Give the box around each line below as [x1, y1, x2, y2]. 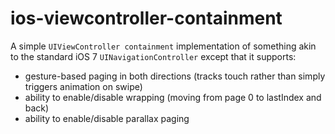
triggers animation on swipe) [24, 80, 143, 92]
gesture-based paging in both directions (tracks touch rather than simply [24, 70, 326, 82]
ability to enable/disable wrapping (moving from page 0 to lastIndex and [24, 91, 322, 103]
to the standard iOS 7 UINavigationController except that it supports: [10, 50, 297, 62]
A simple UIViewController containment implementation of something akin [10, 40, 317, 52]
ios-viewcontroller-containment [10, 7, 283, 30]
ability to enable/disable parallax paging [24, 112, 190, 124]
